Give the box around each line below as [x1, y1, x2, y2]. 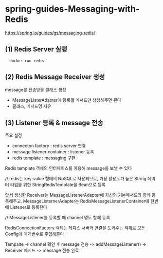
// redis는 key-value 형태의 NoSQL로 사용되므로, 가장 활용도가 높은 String [5, 176, 147, 182]
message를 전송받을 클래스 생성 [5, 87, 67, 92]
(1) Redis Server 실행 [5, 45, 67, 54]
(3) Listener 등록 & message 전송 [5, 118, 104, 127]
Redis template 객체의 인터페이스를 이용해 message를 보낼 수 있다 [5, 166, 132, 171]
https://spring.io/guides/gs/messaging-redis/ [5, 30, 96, 36]
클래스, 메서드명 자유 [12, 103, 52, 109]
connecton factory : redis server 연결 [12, 143, 86, 149]
